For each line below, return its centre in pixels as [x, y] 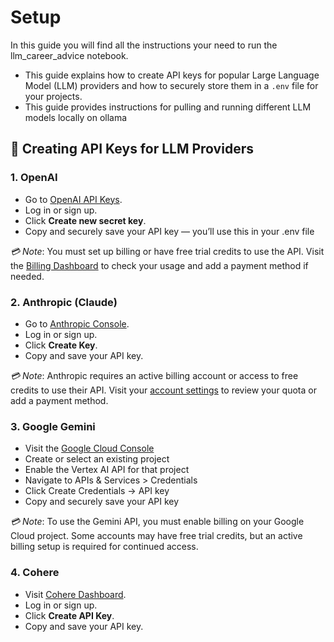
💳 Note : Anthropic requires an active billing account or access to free [154, 375]
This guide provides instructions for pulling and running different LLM [168, 107]
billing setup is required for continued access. [104, 547]
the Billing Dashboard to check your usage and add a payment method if [159, 265]
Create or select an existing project [97, 459]
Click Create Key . [61, 345]
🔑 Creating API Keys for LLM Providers [132, 149]
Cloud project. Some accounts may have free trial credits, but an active [156, 536]
